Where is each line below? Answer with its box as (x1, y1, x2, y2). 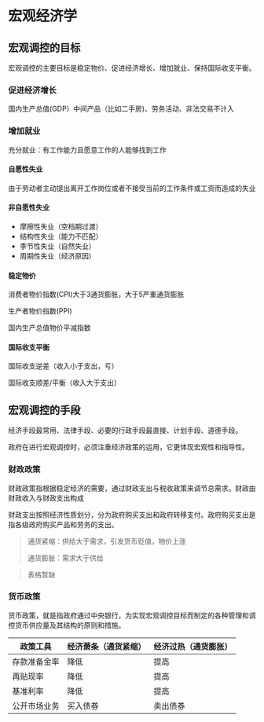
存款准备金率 (12, 656, 60, 667)
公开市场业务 (12, 700, 60, 711)
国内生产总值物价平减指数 (8, 323, 91, 332)
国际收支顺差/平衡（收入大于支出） (8, 378, 122, 387)
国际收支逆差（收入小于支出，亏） (8, 361, 119, 371)
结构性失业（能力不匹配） (19, 232, 103, 240)
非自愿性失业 (8, 203, 49, 212)
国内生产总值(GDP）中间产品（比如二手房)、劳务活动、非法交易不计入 (8, 104, 234, 114)
